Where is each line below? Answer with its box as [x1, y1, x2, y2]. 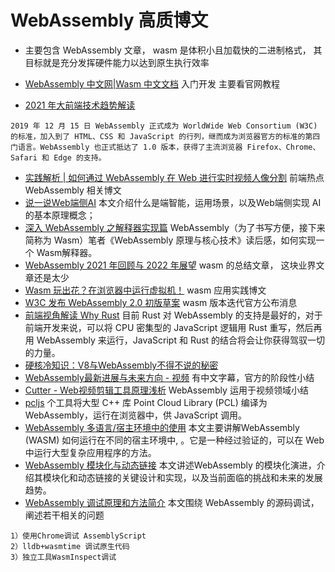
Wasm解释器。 [36, 246, 98, 258]
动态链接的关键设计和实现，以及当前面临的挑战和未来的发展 [77, 471, 323, 483]
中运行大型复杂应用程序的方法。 [24, 446, 157, 458]
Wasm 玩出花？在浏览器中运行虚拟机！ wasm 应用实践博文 [24, 284, 267, 296]
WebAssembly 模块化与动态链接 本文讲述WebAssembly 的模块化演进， [24, 459, 317, 471]
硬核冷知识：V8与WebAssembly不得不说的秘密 [24, 359, 219, 371]
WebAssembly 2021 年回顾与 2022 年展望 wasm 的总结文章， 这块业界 [24, 259, 317, 271]
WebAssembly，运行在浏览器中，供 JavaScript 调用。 [24, 409, 248, 421]
